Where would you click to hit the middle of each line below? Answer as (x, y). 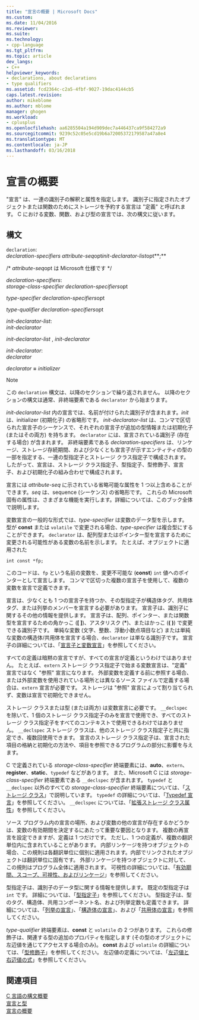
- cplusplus (21, 123)
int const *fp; (25, 561)
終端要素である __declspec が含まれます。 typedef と (109, 780)
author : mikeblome (29, 100)
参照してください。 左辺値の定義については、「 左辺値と (122, 953)
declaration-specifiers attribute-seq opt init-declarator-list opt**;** (86, 256)
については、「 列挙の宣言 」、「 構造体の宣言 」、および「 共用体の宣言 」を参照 (102, 910)
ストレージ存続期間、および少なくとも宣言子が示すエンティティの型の (107, 450)
